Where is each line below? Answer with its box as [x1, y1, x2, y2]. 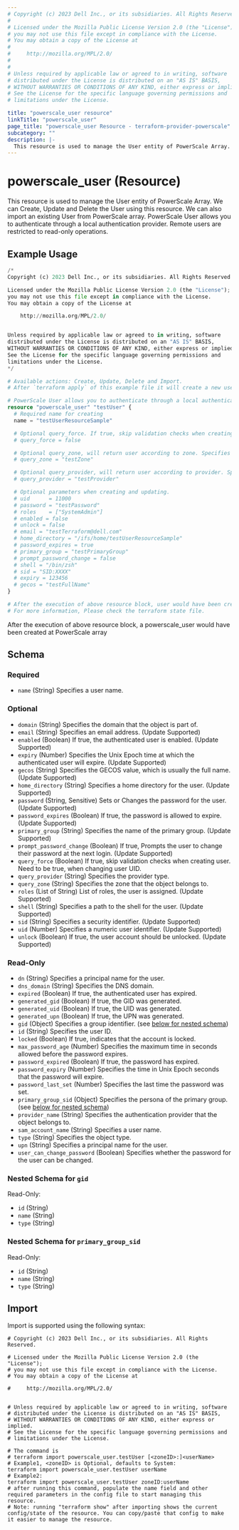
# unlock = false [14, 521, 65, 529]
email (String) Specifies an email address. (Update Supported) [17, 728, 201, 736]
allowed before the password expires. [17, 1050, 129, 1059]
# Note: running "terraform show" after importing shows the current [7, 1504, 218, 1511]
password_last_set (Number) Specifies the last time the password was [17, 1080, 224, 1088]
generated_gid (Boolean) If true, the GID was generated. [17, 996, 182, 1006]
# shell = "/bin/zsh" [14, 561, 78, 568]
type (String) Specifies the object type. [17, 1133, 132, 1142]
